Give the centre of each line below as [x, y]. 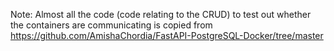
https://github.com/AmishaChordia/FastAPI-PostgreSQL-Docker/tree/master [167, 35]
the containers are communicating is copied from [111, 25]
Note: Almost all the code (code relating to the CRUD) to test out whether [161, 14]
